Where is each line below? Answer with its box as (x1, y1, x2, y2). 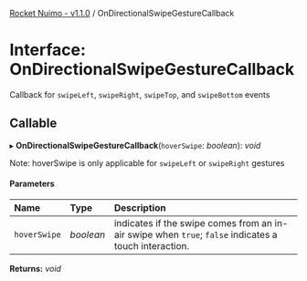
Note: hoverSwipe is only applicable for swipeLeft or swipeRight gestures (9, 157, 285, 168)
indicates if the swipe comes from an (113, 216, 272, 229)
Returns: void (9, 263, 62, 274)
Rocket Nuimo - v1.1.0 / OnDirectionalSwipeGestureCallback (9, 8, 235, 18)
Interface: (9, 40, 87, 60)
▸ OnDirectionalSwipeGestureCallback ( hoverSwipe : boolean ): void (9, 140, 261, 151)
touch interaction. (113, 239, 190, 252)
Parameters (9, 178, 55, 190)
